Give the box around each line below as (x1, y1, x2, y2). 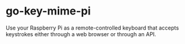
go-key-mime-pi (5, 4, 91, 18)
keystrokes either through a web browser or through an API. (5, 30, 156, 37)
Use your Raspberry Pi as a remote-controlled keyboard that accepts (5, 24, 180, 31)
